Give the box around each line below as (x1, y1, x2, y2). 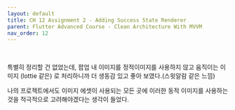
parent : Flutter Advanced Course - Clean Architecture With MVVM (7, 23, 202, 30)
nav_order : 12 (7, 29, 49, 37)
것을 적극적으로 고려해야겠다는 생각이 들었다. (7, 95, 130, 104)
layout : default (7, 10, 55, 17)
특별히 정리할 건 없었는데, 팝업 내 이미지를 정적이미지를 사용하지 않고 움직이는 (7, 63, 219, 72)
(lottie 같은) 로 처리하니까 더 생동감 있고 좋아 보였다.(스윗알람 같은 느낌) (20, 72, 215, 80)
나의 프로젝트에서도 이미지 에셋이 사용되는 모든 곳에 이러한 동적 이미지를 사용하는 (7, 86, 229, 95)
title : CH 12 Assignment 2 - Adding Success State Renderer (7, 17, 187, 24)
